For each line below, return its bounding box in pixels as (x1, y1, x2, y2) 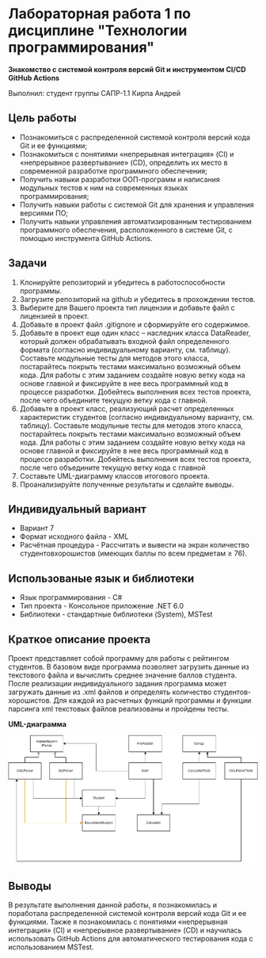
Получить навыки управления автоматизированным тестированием (19, 216, 252, 226)
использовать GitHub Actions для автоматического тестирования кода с (8, 934, 253, 944)
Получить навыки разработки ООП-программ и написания (19, 174, 220, 184)
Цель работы (8, 112, 77, 125)
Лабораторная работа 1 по (8, 5, 192, 23)
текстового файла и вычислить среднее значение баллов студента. (8, 670, 237, 680)
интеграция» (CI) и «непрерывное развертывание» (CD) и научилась (8, 926, 242, 935)
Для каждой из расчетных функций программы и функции (53, 696, 252, 705)
